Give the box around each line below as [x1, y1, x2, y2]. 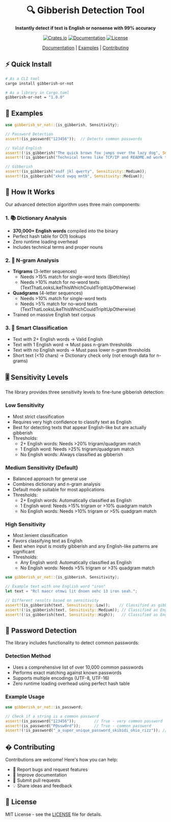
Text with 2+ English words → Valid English [12, 336, 103, 342]
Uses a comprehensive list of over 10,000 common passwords [12, 664, 144, 670]
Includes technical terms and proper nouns [12, 244, 103, 250]
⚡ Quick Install [5, 60, 52, 69]
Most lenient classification [12, 533, 68, 539]
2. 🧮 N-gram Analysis [5, 256, 60, 263]
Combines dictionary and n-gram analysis [12, 481, 101, 487]
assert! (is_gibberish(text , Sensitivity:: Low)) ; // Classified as [5, 602, 156, 607]
